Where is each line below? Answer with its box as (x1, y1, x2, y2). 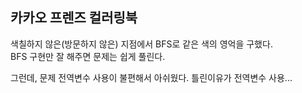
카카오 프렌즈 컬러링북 (10, 9, 138, 27)
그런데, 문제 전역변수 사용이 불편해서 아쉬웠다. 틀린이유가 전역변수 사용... (10, 71, 293, 83)
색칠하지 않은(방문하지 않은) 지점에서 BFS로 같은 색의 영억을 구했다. (10, 38, 273, 50)
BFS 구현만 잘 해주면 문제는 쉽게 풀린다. (10, 50, 166, 62)
